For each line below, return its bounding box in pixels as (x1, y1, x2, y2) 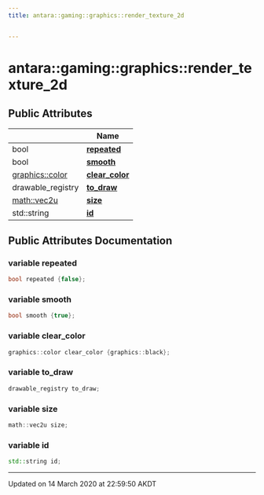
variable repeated (8, 257, 77, 268)
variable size (8, 403, 58, 414)
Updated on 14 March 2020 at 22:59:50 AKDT (8, 479, 157, 489)
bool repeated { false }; (8, 276, 86, 284)
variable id (8, 439, 49, 450)
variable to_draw (8, 367, 73, 378)
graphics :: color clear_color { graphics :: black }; (8, 348, 170, 356)
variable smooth (8, 294, 72, 305)
